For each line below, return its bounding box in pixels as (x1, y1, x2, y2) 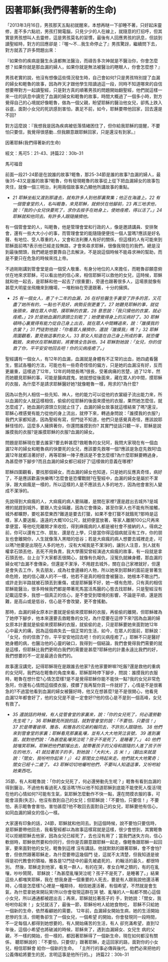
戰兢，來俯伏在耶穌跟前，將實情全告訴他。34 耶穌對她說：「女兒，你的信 (12, 338, 162, 345)
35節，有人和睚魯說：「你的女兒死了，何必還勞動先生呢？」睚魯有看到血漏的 (5, 778, 161, 784)
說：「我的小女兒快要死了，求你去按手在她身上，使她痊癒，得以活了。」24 (12, 207, 163, 213)
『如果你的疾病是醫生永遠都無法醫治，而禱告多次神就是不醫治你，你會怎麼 (5, 57, 158, 63)
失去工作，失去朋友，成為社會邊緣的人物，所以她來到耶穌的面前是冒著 (13, 567, 158, 573)
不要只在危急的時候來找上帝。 (9, 255, 71, 261)
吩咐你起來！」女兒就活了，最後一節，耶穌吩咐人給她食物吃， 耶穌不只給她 (5, 901, 160, 907)
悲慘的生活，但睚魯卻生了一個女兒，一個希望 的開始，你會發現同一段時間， (5, 913, 160, 920)
